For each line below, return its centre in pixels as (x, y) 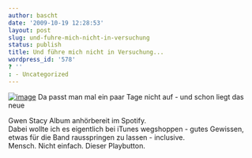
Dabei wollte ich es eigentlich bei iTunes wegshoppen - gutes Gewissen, (126, 129)
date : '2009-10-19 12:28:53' (56, 23)
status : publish (35, 45)
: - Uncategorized (38, 74)
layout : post (30, 30)
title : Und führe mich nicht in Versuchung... (86, 52)
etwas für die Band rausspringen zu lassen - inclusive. (97, 137)
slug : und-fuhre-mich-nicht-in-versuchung (79, 38)
